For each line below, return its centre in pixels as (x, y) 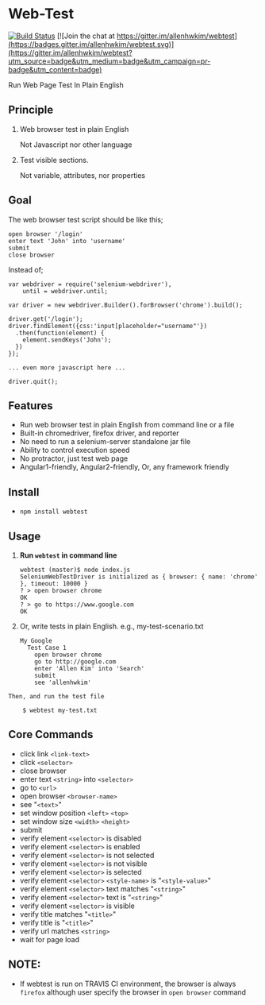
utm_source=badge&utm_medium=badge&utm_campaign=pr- (109, 61)
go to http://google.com (75, 662)
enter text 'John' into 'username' (67, 241)
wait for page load (50, 939)
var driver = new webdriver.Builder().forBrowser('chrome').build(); (126, 305)
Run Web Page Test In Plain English (66, 85)
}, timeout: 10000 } (54, 584)
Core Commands (51, 734)
